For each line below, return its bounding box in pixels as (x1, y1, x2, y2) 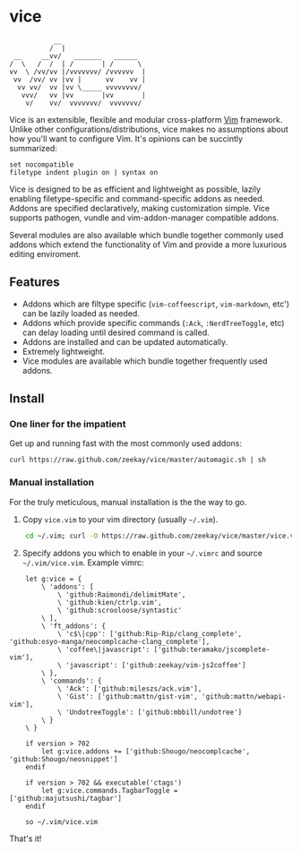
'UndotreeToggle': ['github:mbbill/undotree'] (65, 708, 243, 717)
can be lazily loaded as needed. (21, 307, 141, 319)
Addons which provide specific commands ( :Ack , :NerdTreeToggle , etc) (21, 317, 285, 328)
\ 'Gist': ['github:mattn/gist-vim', (56, 692, 199, 701)
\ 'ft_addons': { (41, 621, 106, 631)
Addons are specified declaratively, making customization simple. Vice (9, 202, 271, 213)
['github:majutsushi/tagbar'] (9, 794, 123, 803)
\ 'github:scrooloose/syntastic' (56, 606, 182, 615)
